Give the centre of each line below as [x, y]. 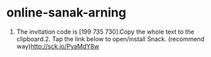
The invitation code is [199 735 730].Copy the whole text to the [105, 32]
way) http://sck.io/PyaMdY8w [58, 46]
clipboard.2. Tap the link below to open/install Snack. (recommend [110, 38]
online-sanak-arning [66, 13]
